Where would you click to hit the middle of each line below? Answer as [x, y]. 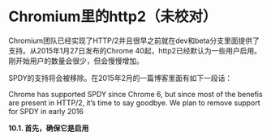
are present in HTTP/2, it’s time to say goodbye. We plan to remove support [135, 103]
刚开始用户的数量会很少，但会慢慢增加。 [76, 61]
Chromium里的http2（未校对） [113, 17]
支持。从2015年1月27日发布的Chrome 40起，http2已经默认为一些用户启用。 [135, 50]
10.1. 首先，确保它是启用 [49, 128]
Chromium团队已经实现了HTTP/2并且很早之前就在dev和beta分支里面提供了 [134, 40]
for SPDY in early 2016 [46, 111]
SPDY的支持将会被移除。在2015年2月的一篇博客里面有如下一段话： [120, 78]
